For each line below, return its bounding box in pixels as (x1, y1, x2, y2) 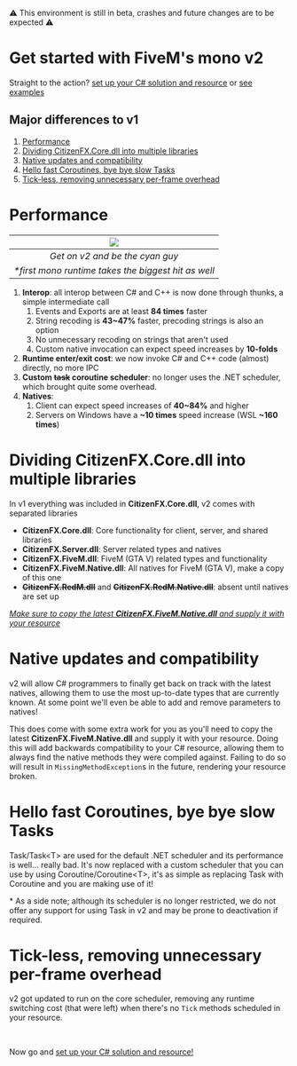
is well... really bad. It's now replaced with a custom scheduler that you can (9, 859, 284, 870)
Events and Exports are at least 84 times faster (35, 305, 208, 316)
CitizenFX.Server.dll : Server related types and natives (21, 543, 222, 554)
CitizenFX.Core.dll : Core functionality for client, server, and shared (21, 525, 269, 535)
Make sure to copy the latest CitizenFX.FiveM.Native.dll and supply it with (9, 608, 285, 619)
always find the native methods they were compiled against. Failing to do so (9, 752, 286, 762)
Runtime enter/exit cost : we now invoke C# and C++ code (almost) (21, 352, 270, 363)
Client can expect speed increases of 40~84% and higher (35, 399, 250, 411)
